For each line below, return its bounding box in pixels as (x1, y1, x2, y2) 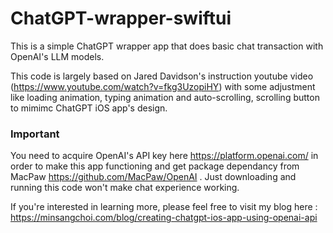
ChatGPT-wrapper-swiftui (10, 7, 232, 30)
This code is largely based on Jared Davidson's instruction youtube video (10, 70, 314, 82)
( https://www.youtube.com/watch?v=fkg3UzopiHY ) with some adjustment (10, 80, 316, 92)
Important (10, 127, 60, 141)
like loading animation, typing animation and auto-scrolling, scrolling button (10, 91, 320, 103)
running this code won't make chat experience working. (10, 182, 240, 194)
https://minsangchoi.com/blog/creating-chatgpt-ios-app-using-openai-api (10, 212, 318, 224)
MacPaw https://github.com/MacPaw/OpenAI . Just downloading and (10, 171, 297, 183)
